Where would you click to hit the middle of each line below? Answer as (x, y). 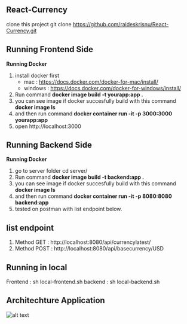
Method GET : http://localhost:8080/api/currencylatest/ (83, 242)
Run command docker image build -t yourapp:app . (79, 94)
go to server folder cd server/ (51, 171)
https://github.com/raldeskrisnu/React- (121, 24)
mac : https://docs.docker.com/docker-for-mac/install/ (91, 82)
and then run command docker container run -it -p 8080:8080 (93, 196)
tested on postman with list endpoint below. (68, 209)
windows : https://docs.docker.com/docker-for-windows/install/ (102, 88)
